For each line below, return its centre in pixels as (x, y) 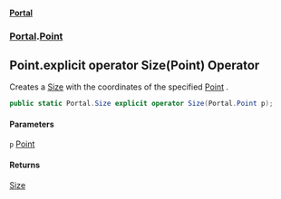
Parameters (32, 124)
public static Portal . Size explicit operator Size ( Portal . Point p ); (141, 104)
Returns (25, 165)
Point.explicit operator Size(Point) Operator (135, 65)
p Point (22, 144)
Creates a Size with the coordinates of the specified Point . (119, 87)
